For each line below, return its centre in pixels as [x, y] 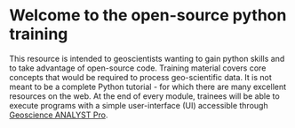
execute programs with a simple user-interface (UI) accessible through [139, 105]
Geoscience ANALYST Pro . [59, 115]
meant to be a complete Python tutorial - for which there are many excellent [148, 87]
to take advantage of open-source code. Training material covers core [138, 68]
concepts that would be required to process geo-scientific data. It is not [141, 77]
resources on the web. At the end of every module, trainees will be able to [144, 96]
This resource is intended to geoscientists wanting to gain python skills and [147, 58]
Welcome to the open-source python [148, 15]
